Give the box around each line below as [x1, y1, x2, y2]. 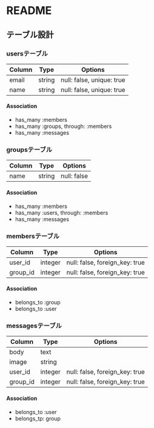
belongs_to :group [15, 299, 61, 306]
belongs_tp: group [15, 415, 61, 422]
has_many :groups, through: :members [15, 123, 112, 130]
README [6, 4, 52, 18]
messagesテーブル [6, 321, 62, 330]
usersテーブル [6, 49, 49, 58]
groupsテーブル [6, 146, 53, 154]
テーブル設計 [6, 29, 54, 40]
